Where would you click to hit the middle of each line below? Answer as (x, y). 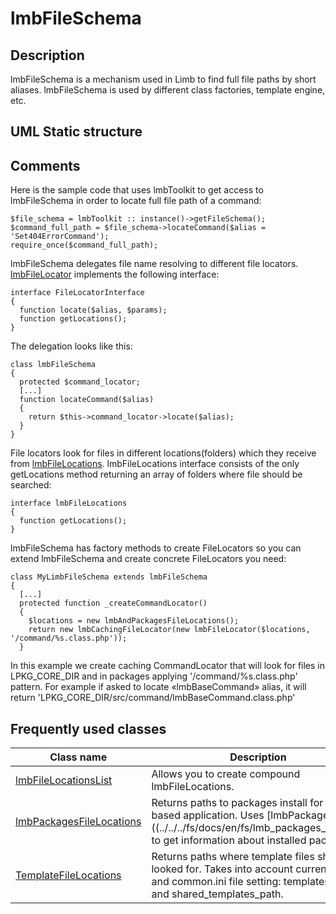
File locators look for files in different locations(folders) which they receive (163, 453)
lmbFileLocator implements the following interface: (115, 274)
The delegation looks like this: (71, 346)
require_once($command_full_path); (84, 245)
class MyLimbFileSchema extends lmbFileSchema (109, 577)
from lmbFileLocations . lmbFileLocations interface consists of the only (155, 464)
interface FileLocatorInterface (77, 293)
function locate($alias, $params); (93, 310)
